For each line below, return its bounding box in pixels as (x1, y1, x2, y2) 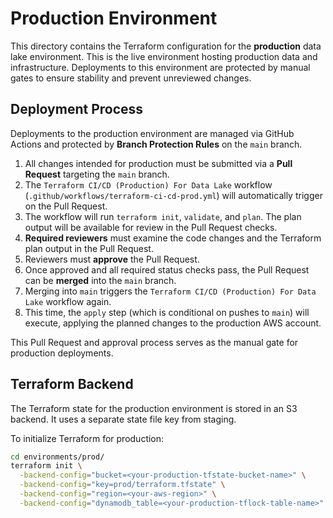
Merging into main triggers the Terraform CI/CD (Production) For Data (24, 285, 317, 297)
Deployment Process (10, 101, 144, 118)
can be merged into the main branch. (24, 274, 177, 286)
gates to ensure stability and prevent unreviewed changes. (10, 72, 252, 84)
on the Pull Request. (24, 200, 108, 212)
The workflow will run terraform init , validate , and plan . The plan (24, 210, 302, 222)
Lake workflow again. (24, 295, 112, 307)
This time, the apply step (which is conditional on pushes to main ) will (24, 306, 310, 318)
